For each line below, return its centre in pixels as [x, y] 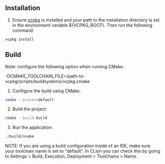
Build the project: [30, 109]
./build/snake [20, 137]
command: [23, 30]
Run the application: [33, 128]
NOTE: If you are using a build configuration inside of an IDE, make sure [78, 146]
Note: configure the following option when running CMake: [65, 66]
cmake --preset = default [30, 100]
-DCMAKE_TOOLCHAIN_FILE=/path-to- [45, 76]
